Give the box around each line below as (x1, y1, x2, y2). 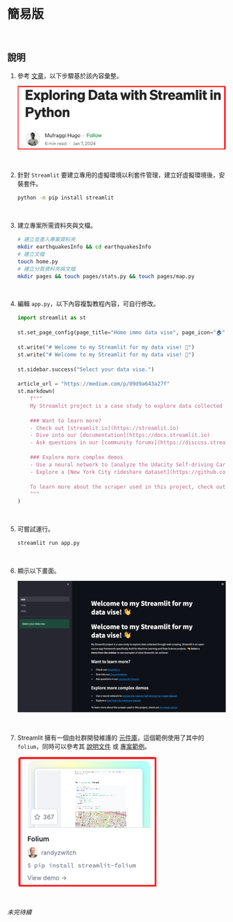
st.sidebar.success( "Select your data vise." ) (17, 366, 155, 373)
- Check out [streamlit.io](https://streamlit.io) (30, 424, 180, 431)
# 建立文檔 (17, 251, 45, 257)
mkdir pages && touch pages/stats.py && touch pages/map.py (17, 273, 195, 280)
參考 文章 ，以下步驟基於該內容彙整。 (17, 71, 123, 80)
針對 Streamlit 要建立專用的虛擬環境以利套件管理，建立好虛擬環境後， (17, 171, 220, 180)
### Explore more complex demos (30, 454, 123, 461)
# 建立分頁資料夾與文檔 (17, 265, 76, 272)
